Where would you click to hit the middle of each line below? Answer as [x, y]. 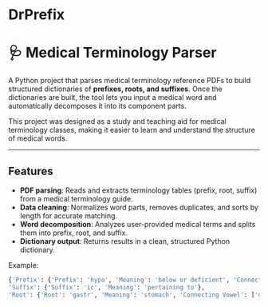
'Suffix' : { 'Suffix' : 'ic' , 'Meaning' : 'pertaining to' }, [106, 287]
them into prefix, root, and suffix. [73, 233]
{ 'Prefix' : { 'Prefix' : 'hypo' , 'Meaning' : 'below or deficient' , [119, 280]
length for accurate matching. [69, 215]
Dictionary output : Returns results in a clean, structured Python [124, 241]
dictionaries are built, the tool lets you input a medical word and [112, 98]
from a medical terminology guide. [76, 198]
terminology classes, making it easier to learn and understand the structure [132, 130]
